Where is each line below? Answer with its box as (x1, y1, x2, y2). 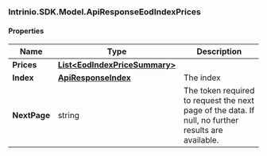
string (57, 110, 79, 121)
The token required (184, 86, 255, 97)
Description (196, 46, 242, 57)
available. (184, 135, 219, 146)
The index (184, 72, 221, 83)
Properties (8, 26, 44, 36)
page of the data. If (184, 105, 255, 116)
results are (184, 125, 224, 136)
